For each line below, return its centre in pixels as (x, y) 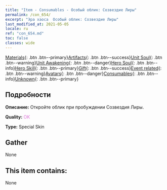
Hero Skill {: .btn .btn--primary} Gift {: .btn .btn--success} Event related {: (88, 68)
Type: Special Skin (25, 127)
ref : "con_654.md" (25, 33)
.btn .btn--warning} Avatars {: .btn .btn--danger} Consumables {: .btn (75, 73)
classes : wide (20, 43)
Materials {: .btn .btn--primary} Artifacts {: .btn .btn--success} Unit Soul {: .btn (84, 57)
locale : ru (17, 29)
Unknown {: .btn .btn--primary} (47, 79)
